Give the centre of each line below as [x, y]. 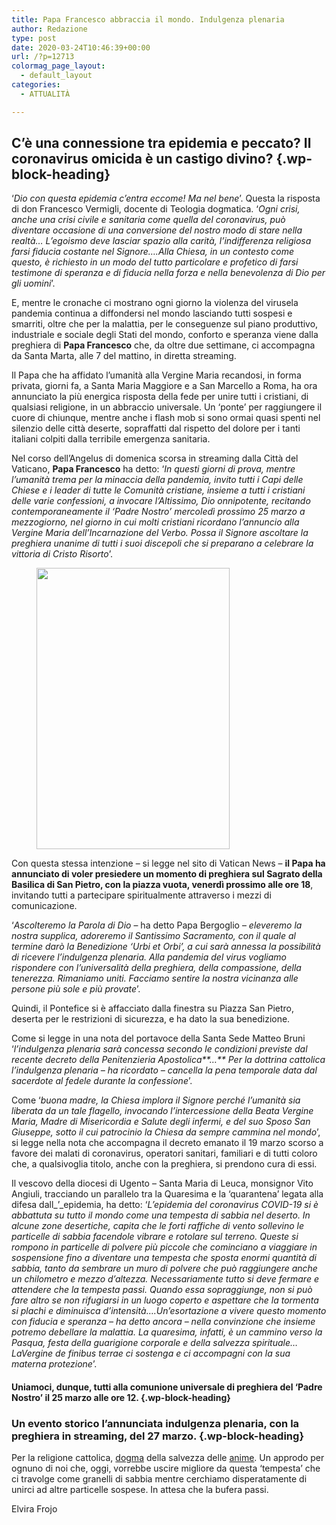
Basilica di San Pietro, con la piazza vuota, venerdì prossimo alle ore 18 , [162, 885]
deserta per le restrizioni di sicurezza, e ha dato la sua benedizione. [151, 1019]
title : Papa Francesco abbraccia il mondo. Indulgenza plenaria [148, 19]
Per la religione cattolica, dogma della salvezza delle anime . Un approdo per [168, 1458]
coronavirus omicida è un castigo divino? [142, 159]
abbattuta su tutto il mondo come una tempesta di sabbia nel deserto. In [161, 1215]
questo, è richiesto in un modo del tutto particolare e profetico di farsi [155, 262]
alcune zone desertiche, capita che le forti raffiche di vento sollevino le [158, 1226]
